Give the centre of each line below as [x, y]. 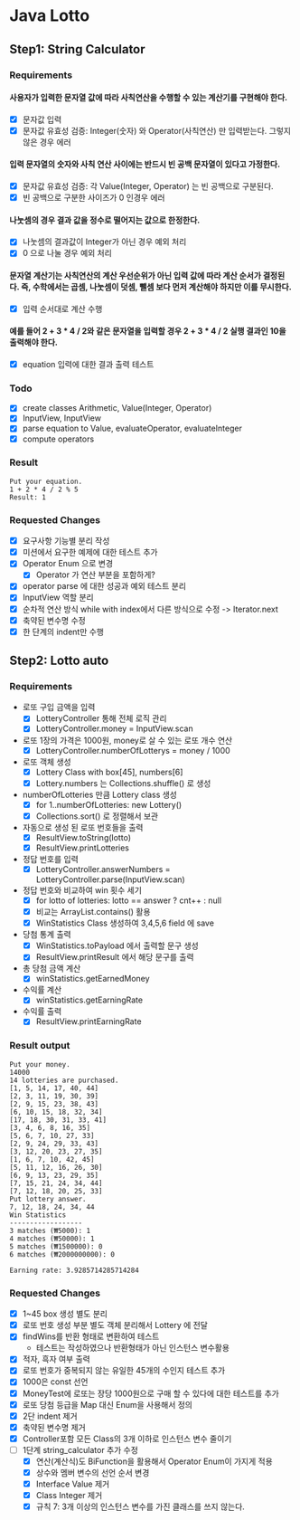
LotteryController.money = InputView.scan [114, 728]
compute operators [58, 439]
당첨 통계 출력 [47, 935]
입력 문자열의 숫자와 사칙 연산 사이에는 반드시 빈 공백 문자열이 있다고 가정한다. [145, 165]
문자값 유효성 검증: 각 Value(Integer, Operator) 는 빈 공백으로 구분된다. [148, 186]
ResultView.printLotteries [82, 848]
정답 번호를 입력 [50, 859]
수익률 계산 [42, 990]
